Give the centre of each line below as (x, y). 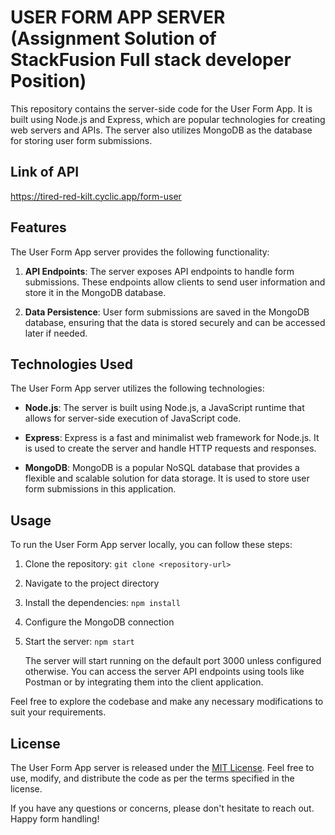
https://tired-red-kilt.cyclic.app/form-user (96, 196)
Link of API (45, 172)
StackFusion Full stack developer (151, 60)
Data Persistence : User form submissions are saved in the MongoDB (167, 312)
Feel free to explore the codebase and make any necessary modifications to (167, 702)
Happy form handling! (55, 819)
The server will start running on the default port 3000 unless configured (173, 661)
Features (38, 227)
